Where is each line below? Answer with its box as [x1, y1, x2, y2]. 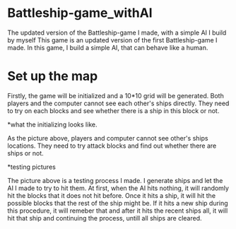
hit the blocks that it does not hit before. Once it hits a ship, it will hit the [7, 191, 216, 199]
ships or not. [7, 148, 44, 157]
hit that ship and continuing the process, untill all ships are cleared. [7, 213, 203, 222]
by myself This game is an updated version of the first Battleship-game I [7, 35, 218, 44]
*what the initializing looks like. [7, 120, 98, 129]
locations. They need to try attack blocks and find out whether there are [7, 141, 217, 150]
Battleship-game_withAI [7, 5, 153, 21]
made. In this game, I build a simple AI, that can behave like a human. [7, 43, 208, 52]
